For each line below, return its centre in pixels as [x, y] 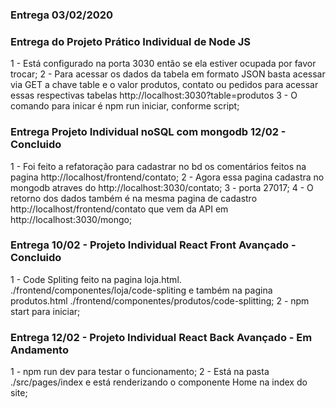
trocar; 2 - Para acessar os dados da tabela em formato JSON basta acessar [168, 74]
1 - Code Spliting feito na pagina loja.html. [96, 279]
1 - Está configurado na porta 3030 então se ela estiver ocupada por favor [163, 64]
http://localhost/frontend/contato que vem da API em [119, 209]
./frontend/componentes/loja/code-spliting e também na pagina [141, 290]
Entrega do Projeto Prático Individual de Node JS [131, 41]
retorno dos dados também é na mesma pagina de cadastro [134, 198]
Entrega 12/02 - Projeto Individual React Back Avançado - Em [161, 337]
